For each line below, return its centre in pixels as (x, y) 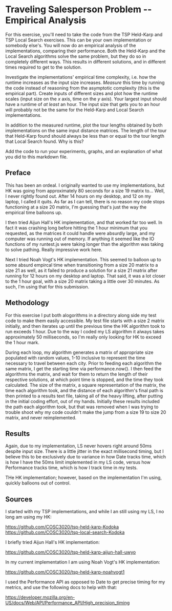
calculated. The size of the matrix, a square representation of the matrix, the (85, 385)
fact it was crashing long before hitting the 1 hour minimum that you (76, 228)
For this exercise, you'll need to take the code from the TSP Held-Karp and (84, 34)
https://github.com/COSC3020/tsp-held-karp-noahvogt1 (65, 572)
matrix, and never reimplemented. (41, 417)
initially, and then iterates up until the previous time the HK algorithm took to (85, 326)
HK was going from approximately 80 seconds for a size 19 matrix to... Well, (85, 191)
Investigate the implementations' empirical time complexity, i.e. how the (81, 77)
